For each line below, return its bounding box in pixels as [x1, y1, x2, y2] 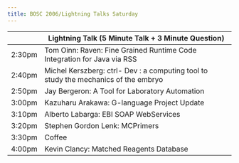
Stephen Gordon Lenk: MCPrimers [44, 120, 159, 130]
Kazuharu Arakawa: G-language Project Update [44, 98, 205, 107]
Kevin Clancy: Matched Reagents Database [44, 144, 188, 154]
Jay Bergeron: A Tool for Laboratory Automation [44, 86, 205, 96]
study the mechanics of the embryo [44, 74, 164, 84]
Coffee [44, 132, 68, 142]
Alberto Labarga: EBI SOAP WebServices [44, 109, 181, 119]
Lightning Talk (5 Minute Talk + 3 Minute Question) [48, 33, 225, 43]
